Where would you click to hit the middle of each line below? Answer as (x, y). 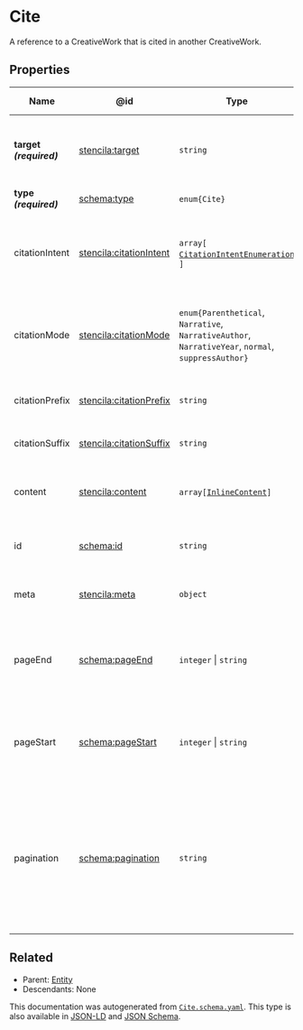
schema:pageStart (118, 741)
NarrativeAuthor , (215, 335)
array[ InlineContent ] (225, 492)
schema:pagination (119, 858)
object (193, 594)
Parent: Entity (48, 979)
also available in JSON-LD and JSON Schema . (95, 1016)
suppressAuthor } (214, 358)
